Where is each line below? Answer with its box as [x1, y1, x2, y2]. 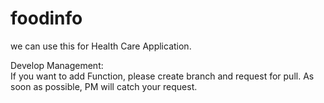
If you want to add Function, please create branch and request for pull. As [10, 70, 315, 82]
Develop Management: [10, 59, 104, 71]
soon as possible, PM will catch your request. [10, 80, 198, 92]
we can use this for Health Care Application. [10, 40, 192, 52]
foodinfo [10, 7, 83, 30]
